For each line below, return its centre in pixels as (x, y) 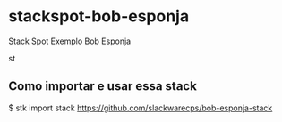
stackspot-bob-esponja (99, 16)
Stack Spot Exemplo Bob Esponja (70, 41)
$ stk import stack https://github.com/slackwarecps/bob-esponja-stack (141, 108)
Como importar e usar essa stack (103, 86)
